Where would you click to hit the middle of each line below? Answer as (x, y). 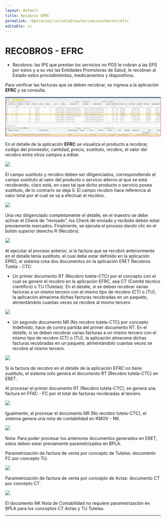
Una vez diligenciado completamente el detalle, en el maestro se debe (77, 216)
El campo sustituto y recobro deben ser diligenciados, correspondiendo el (81, 174)
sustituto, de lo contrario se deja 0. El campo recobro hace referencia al (78, 190)
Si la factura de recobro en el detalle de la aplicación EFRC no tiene (74, 368)
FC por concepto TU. (26, 458)
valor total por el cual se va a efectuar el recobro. (55, 196)
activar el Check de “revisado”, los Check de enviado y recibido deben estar (83, 220)
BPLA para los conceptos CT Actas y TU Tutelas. (55, 509)
